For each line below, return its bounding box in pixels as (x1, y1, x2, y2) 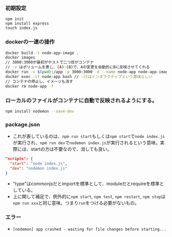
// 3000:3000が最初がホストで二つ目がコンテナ (5, 60, 94, 65)
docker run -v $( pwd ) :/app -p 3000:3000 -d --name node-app (5, 69, 137, 75)
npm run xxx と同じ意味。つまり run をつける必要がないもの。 (12, 200, 140, 206)
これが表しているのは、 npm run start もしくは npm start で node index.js (12, 133, 165, 140)
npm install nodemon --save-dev (5, 109, 74, 114)
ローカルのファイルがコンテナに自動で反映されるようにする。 (5, 96, 158, 104)
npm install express (5, 21, 50, 26)
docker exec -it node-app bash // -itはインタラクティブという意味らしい (5, 74, 153, 79)
